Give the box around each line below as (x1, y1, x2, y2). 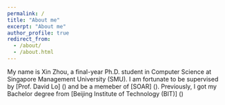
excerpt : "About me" (7, 23, 67, 30)
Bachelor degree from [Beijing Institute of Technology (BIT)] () (7, 89, 184, 97)
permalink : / (7, 10, 45, 17)
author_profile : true (7, 29, 70, 37)
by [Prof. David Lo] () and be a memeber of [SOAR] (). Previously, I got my (7, 82, 217, 90)
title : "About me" (7, 17, 60, 23)
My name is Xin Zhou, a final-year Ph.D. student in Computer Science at (7, 67, 212, 76)
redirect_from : (7, 36, 51, 43)
